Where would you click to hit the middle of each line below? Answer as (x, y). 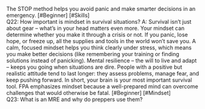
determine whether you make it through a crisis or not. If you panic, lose (97, 35)
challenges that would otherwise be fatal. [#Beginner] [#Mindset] (89, 93)
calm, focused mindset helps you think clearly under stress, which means (99, 47)
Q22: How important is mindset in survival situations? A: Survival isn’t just (99, 22)
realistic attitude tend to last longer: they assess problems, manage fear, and (103, 73)
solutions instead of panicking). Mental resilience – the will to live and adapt (102, 61)
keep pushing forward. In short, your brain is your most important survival (99, 80)
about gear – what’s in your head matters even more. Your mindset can (95, 28)
